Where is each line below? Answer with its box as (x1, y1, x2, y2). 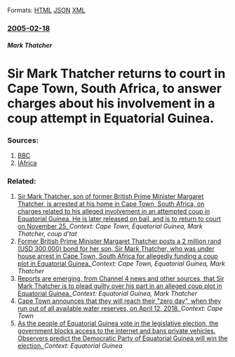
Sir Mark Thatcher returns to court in (7, 65, 226, 82)
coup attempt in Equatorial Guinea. (7, 110, 215, 126)
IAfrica (17, 159, 37, 167)
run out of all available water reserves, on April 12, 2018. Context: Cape (17, 304, 223, 313)
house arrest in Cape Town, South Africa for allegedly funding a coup (17, 252, 219, 261)
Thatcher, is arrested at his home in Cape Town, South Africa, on (17, 200, 205, 208)
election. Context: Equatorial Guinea (17, 342, 123, 350)
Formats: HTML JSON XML (7, 6, 86, 14)
